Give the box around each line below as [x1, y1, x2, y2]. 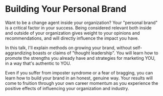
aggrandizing [5, 50, 32, 56]
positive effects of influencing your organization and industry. [5, 85, 129, 91]
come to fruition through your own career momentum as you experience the [5, 80, 158, 86]
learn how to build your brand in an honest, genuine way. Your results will [5, 75, 153, 81]
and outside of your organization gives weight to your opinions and [5, 30, 140, 36]
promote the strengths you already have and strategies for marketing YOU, [5, 55, 156, 61]
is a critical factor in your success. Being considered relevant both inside [5, 24, 152, 30]
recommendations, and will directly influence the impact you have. [5, 35, 139, 41]
